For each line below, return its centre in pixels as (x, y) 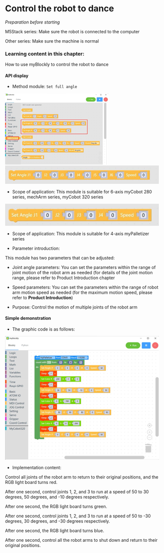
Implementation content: (37, 468)
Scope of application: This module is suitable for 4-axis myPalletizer (81, 234)
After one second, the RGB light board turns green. (56, 506)
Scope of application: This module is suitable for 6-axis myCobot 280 (82, 192)
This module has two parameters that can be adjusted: (60, 258)
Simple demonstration (28, 318)
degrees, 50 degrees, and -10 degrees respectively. (57, 497)
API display (17, 75)
